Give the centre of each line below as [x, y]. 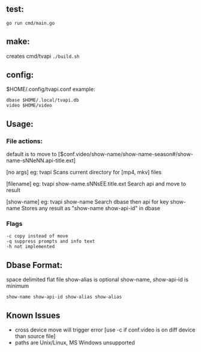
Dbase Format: [34, 265]
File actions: [25, 141]
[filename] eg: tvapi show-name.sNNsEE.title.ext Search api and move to [96, 184]
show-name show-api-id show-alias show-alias [64, 297]
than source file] [35, 336]
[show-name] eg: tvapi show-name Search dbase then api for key [88, 202]
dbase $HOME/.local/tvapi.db [43, 100]
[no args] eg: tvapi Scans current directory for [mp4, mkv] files [84, 172]
